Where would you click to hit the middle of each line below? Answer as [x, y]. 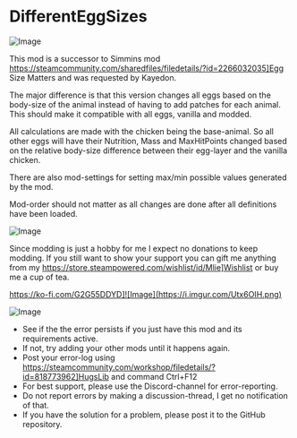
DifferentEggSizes [78, 17]
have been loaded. [43, 213]
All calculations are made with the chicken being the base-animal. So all [142, 131]
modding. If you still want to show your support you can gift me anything [143, 258]
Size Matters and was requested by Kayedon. [93, 77]
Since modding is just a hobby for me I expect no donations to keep [134, 248]
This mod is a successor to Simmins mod [85, 58]
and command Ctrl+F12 [154, 376]
